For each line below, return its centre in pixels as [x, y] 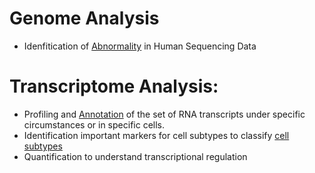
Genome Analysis [84, 18]
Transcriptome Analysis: [114, 86]
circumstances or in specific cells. [94, 124]
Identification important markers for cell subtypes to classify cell [156, 135]
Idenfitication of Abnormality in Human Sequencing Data [140, 46]
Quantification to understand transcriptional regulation [135, 156]
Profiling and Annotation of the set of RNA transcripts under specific [164, 114]
